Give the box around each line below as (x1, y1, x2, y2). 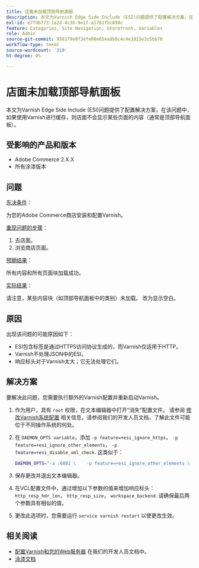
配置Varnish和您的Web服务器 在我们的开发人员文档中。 (14, 548, 150, 555)
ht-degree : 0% (6, 53, 41, 59)
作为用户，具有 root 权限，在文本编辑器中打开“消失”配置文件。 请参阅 (14, 406, 185, 413)
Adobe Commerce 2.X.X (14, 156, 75, 163)
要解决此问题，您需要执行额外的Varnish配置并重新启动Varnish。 (6, 394, 163, 401)
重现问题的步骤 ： (6, 224, 48, 231)
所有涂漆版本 (14, 163, 46, 170)
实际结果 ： (6, 282, 33, 289)
